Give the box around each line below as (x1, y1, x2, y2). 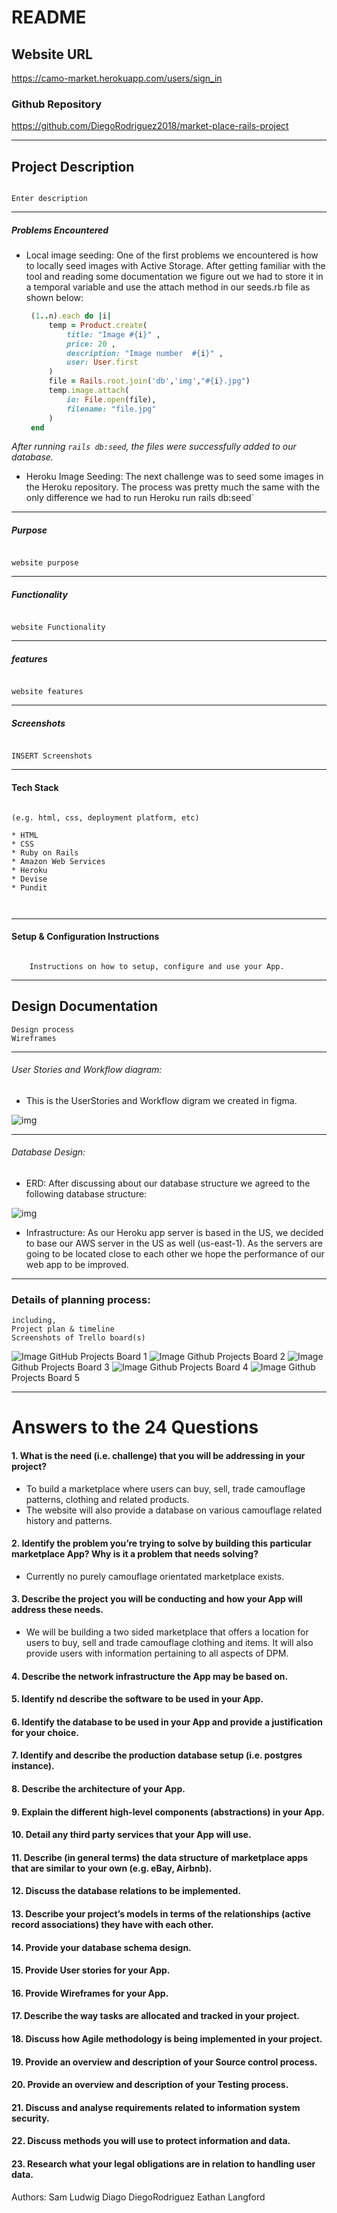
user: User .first (66, 357, 139, 368)
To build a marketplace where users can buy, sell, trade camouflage (25, 1482, 306, 1495)
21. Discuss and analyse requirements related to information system (11, 2101, 301, 2113)
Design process (11, 1024, 75, 1035)
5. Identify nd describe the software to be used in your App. (11, 1693, 264, 1705)
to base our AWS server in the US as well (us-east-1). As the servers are (25, 1237, 323, 1249)
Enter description (11, 194, 88, 204)
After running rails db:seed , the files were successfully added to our (11, 441, 297, 453)
